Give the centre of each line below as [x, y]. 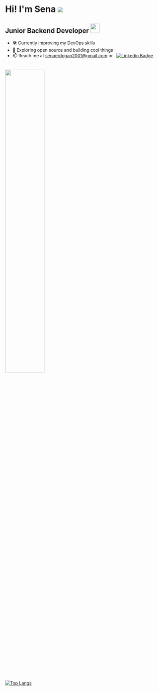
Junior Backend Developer [47, 31]
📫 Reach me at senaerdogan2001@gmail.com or [63, 55]
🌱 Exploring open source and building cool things [63, 50]
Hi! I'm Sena [31, 9]
